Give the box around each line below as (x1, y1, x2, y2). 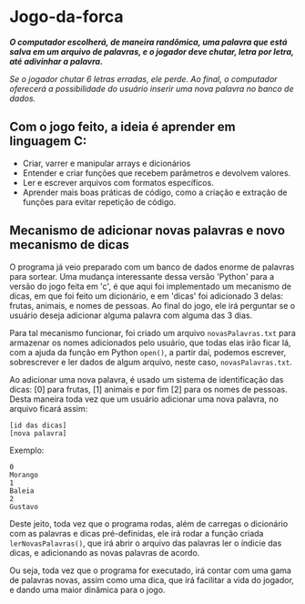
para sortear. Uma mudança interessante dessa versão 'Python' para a (9, 271, 275, 282)
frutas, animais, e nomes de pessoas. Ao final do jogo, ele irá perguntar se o (9, 300, 296, 311)
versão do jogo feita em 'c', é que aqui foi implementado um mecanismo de (9, 281, 291, 292)
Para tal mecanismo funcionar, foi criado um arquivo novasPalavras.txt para (9, 327, 296, 338)
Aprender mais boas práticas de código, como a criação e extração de (22, 187, 288, 198)
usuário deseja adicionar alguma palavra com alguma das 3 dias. (9, 310, 253, 321)
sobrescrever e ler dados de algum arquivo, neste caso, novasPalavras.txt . (9, 356, 293, 367)
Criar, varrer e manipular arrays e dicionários (22, 158, 191, 169)
